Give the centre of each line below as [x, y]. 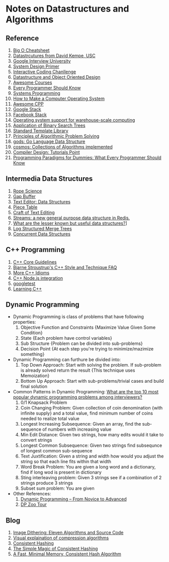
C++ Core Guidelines [35, 262]
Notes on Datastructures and [67, 9]
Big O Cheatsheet [31, 50]
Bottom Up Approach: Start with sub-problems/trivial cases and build [92, 381]
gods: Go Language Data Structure [49, 141]
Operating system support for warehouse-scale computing [74, 120]
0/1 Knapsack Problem [44, 402]
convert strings [36, 440]
